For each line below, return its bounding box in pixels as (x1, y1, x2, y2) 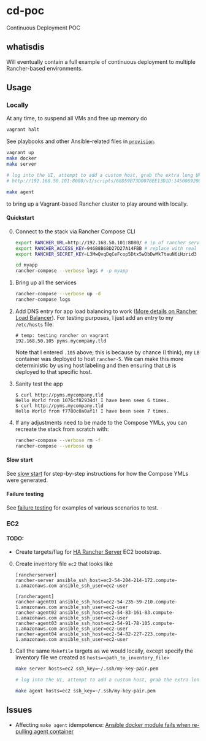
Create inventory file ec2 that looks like (15, 560, 113, 568)
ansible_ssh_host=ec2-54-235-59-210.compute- (59, 599, 178, 605)
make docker (6, 155, 37, 161)
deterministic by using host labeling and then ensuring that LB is (15, 362, 177, 369)
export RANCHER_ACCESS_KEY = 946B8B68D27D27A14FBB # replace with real (15, 245, 197, 252)
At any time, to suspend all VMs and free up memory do (6, 115, 147, 122)
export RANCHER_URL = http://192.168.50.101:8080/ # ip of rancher (15, 239, 186, 246)
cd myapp (15, 262, 38, 268)
